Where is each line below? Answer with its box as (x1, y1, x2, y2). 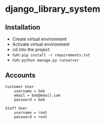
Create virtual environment (12, 36, 67, 42)
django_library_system (5, 3, 101, 15)
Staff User (5, 106, 28, 111)
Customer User (5, 84, 35, 89)
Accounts (5, 71, 36, 80)
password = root (14, 114, 48, 119)
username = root (14, 110, 48, 115)
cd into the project (12, 47, 50, 52)
